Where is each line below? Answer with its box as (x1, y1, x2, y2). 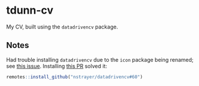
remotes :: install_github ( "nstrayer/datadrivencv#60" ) (6, 74, 143, 80)
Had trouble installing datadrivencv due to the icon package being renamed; (6, 56, 194, 63)
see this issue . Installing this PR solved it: (6, 62, 108, 69)
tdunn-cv (6, 4, 54, 17)
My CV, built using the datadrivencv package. (6, 23, 118, 30)
